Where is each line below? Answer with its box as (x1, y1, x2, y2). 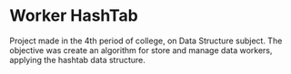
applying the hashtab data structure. (9, 54, 145, 65)
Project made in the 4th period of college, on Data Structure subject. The (9, 35, 283, 46)
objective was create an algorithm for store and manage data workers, (9, 44, 273, 55)
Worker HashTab (9, 5, 138, 26)
